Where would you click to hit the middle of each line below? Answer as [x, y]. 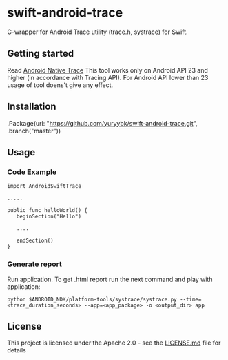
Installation [32, 107]
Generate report [34, 264]
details [17, 350]
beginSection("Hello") [49, 217]
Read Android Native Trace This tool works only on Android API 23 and [108, 70]
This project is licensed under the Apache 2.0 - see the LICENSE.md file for [114, 343]
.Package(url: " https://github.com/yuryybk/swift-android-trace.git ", [102, 123]
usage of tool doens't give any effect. [60, 85]
